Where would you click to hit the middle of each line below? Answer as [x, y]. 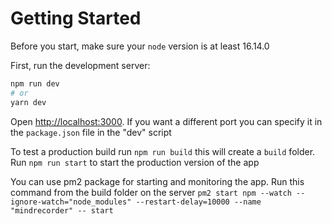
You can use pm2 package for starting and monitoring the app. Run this [157, 181]
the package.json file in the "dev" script [91, 132]
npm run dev [35, 83]
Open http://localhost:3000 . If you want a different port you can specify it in [166, 121]
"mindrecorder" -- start [62, 210]
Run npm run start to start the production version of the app [135, 162]
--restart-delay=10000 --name [198, 202]
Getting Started [76, 18]
